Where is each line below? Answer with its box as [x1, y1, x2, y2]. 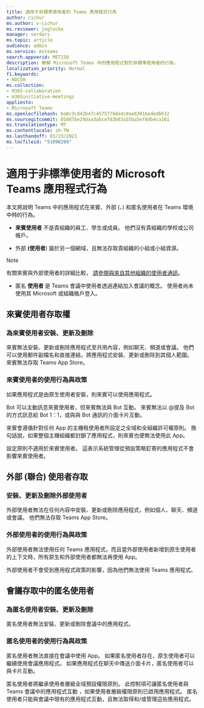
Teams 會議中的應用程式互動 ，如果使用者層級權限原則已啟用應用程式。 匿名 [6, 687, 198, 695]
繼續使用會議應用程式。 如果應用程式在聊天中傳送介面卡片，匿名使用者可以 [6, 659, 194, 667]
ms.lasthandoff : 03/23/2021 [6, 133, 78, 140]
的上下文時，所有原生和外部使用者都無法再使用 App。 [6, 553, 141, 560]
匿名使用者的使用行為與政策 [6, 637, 87, 645]
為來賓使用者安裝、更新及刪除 [6, 329, 94, 337]
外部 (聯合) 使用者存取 [6, 472, 88, 482]
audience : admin [6, 43, 47, 49]
